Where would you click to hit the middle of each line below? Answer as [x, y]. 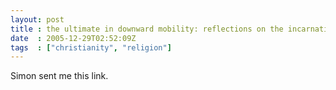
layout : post [37, 19]
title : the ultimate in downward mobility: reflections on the [147, 29]
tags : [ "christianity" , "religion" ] [91, 47]
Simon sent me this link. [59, 76]
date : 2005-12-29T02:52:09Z [73, 38]
